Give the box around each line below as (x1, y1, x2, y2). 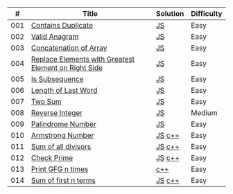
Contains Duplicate (31, 21, 94, 30)
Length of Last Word (31, 86, 98, 95)
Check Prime (31, 153, 74, 162)
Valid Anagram (31, 32, 79, 41)
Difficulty (190, 9, 223, 18)
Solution (155, 9, 184, 18)
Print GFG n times (31, 164, 89, 174)
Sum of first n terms (31, 176, 96, 185)
